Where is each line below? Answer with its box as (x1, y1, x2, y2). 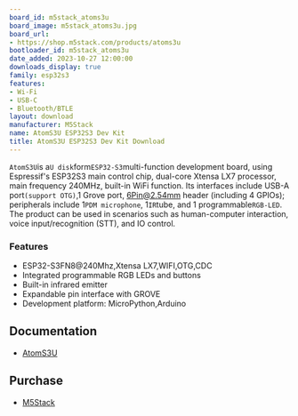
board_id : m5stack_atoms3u (9, 12, 109, 22)
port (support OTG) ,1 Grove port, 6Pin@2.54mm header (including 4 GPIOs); (9, 189, 286, 200)
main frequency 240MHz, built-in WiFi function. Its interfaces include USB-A (9, 180, 290, 191)
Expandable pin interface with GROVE (21, 289, 161, 300)
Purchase (9, 373, 64, 388)
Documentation (9, 324, 98, 339)
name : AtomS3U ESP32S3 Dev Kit (9, 129, 125, 138)
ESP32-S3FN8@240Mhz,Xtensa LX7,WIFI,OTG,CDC (21, 260, 213, 271)
